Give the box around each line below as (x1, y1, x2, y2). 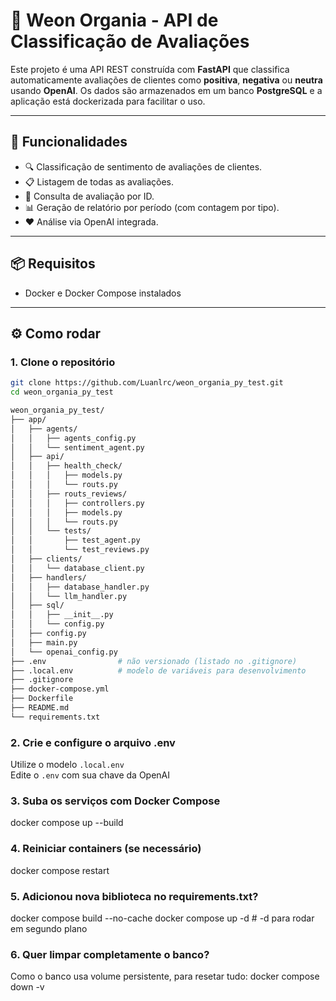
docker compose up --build (10, 817, 124, 829)
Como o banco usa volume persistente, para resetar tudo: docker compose (10, 970, 320, 983)
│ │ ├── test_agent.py (10, 535, 141, 546)
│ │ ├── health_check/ (10, 461, 123, 471)
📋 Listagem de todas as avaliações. (24, 175, 175, 188)
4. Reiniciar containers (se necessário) (10, 842, 202, 856)
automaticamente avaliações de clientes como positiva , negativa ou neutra (10, 74, 323, 86)
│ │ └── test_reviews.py (10, 545, 150, 555)
